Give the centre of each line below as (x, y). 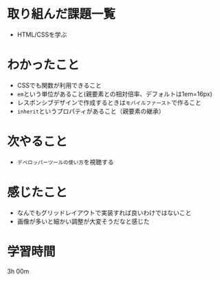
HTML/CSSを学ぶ (42, 34)
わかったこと (44, 65)
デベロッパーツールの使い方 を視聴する (66, 162)
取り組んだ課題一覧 (61, 14)
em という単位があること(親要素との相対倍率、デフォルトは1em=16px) (115, 94)
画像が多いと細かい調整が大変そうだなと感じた (83, 221)
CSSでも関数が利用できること (59, 85)
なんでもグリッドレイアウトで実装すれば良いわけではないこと (104, 212)
